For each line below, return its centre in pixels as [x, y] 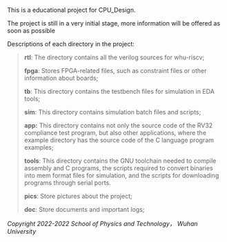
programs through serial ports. [68, 183]
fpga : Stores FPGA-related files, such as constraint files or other [115, 71]
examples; [39, 147]
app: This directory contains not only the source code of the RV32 [118, 125]
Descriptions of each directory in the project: [71, 44]
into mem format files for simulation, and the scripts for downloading [121, 175]
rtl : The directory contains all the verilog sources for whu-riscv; [114, 57]
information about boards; [61, 78]
